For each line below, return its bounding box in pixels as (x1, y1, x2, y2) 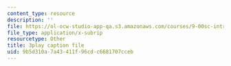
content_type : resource (7, 10, 76, 17)
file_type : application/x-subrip (7, 29, 103, 36)
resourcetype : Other (7, 36, 67, 43)
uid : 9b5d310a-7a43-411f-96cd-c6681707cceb (7, 49, 134, 56)
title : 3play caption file (7, 42, 85, 49)
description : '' (7, 16, 54, 23)
